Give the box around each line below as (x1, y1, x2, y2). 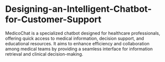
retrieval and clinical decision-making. (5, 51, 83, 57)
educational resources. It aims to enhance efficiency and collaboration (5, 40, 150, 46)
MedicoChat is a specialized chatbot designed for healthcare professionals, (5, 30, 161, 36)
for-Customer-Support (5, 14, 102, 25)
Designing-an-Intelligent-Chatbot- (5, 3, 152, 15)
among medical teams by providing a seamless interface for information (5, 46, 153, 52)
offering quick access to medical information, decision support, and (5, 35, 145, 41)
